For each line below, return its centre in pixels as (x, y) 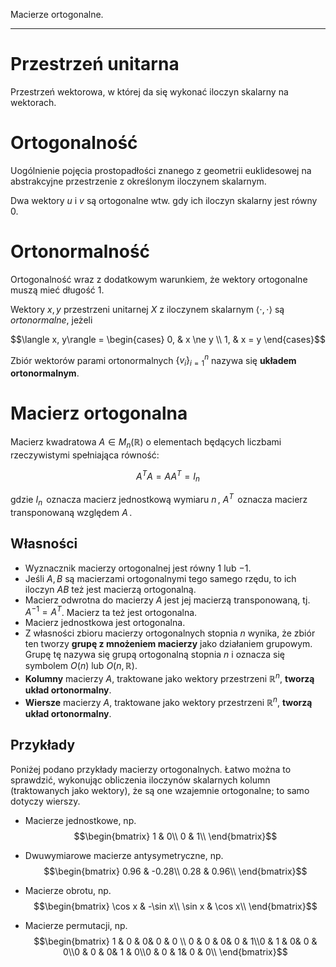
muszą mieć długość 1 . (57, 290)
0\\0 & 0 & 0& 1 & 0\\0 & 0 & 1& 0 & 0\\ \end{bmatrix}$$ (175, 951)
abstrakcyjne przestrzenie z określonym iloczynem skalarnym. (138, 181)
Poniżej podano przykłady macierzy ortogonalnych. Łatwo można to (151, 769)
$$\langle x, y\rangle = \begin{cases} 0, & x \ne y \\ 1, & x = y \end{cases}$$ (168, 339)
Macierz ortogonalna (99, 413)
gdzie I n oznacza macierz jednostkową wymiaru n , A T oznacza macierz (159, 500)
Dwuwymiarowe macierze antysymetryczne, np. (124, 855)
